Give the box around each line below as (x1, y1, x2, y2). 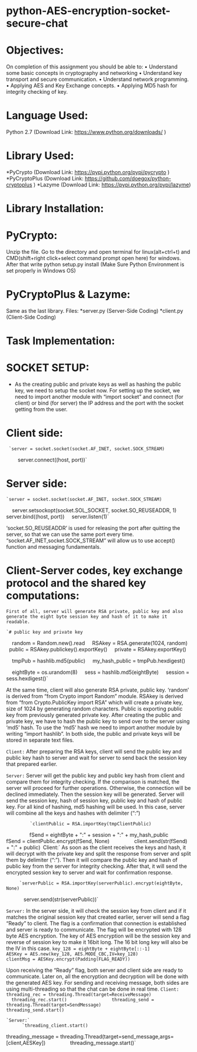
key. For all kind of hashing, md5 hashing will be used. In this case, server (6, 804, 185, 810)
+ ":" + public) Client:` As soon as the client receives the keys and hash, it (6, 844, 186, 851)
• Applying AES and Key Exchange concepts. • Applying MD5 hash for (6, 82, 178, 89)
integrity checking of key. (6, 89, 68, 96)
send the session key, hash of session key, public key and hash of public (6, 797, 183, 804)
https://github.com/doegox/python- (84, 175, 172, 182)
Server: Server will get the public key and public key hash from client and (6, 772, 185, 779)
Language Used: (6, 109, 88, 122)
